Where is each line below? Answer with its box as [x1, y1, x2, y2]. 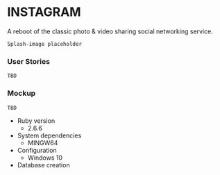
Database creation [17, 160, 71, 169]
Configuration [17, 146, 57, 154]
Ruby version [17, 116, 56, 125]
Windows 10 [27, 153, 63, 162]
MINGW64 [27, 138, 58, 147]
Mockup [7, 88, 36, 98]
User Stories [7, 56, 51, 66]
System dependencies [17, 131, 82, 140]
